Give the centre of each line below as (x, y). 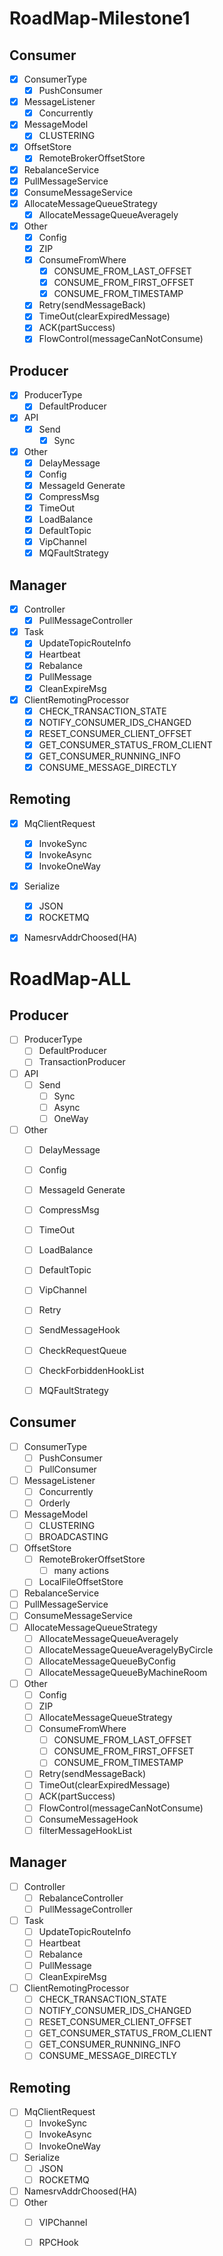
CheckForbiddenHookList (91, 1370)
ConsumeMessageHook (88, 1819)
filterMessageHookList (85, 1830)
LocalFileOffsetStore (81, 1582)
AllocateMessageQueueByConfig (107, 1661)
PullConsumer (67, 1469)
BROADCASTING (73, 1536)
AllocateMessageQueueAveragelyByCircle (126, 1649)
